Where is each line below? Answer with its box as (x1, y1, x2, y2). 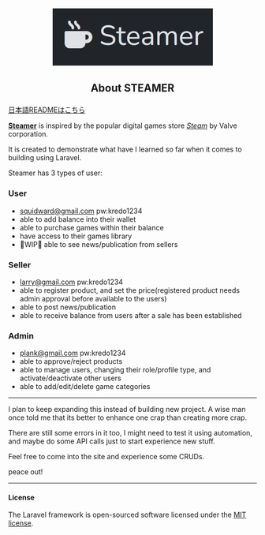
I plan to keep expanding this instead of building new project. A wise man (8, 405, 246, 414)
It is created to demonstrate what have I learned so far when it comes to (8, 144, 242, 154)
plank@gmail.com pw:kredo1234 (19, 348, 126, 358)
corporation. (8, 129, 49, 139)
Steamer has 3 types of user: (8, 168, 103, 178)
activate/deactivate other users (19, 373, 121, 383)
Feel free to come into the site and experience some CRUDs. (8, 452, 205, 462)
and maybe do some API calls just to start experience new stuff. (8, 436, 215, 446)
